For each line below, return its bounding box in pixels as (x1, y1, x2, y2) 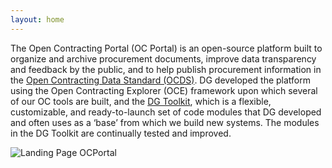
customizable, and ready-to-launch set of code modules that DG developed (10, 106, 322, 118)
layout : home (10, 14, 65, 25)
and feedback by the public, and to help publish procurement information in (10, 63, 322, 75)
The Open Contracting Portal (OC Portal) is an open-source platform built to (10, 42, 323, 54)
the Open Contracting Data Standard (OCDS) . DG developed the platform (10, 74, 312, 86)
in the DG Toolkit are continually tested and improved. (10, 127, 232, 139)
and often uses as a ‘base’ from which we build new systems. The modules (10, 116, 320, 128)
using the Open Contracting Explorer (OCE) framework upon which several (10, 84, 318, 96)
